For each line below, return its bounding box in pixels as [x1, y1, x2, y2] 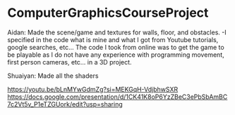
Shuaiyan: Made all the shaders [7, 72, 99, 80]
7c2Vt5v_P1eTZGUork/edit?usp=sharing [7, 100, 123, 108]
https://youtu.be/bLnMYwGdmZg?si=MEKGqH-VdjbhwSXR [7, 85, 179, 93]
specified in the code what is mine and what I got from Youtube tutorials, [7, 35, 219, 43]
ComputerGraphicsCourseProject [7, 5, 209, 21]
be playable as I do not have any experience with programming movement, [7, 50, 224, 59]
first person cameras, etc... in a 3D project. [7, 57, 132, 66]
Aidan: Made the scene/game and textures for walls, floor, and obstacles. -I [7, 28, 227, 36]
